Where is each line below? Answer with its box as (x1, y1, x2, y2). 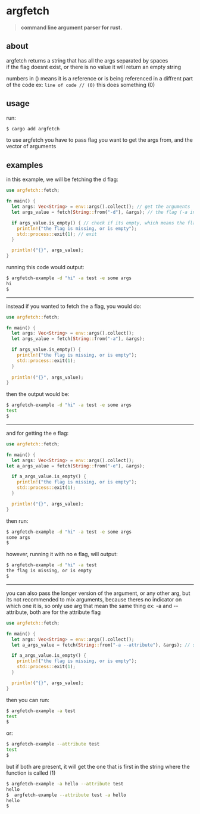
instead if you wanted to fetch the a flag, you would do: (6, 302, 142, 310)
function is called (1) (6, 769, 56, 776)
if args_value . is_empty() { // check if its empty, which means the (11, 220, 185, 226)
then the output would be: (6, 391, 70, 398)
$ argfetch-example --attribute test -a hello (6, 792, 127, 798)
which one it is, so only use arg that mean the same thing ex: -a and (6, 602, 173, 609)
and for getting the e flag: (6, 429, 69, 436)
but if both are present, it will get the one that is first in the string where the (6, 763, 190, 770)
